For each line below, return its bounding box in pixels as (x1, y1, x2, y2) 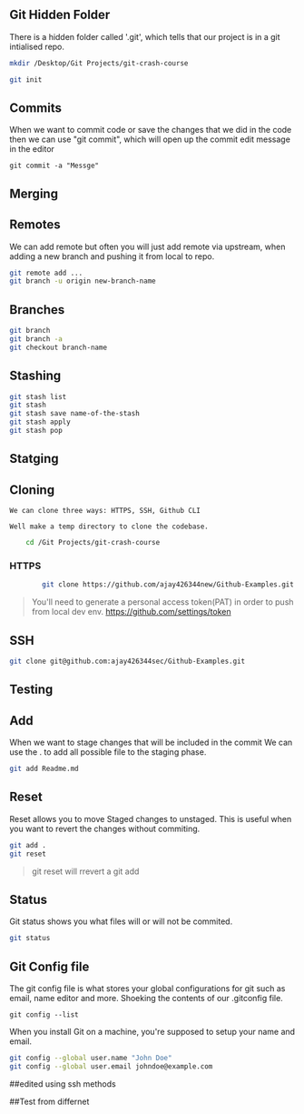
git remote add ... (9, 268, 83, 277)
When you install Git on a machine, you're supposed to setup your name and (9, 1027, 296, 1038)
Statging (9, 451, 59, 467)
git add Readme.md (9, 764, 79, 774)
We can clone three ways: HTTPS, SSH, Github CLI (9, 507, 201, 516)
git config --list (9, 1010, 79, 1019)
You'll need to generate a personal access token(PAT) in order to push (31, 597, 294, 607)
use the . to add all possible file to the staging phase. (9, 747, 207, 758)
